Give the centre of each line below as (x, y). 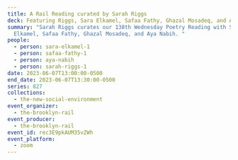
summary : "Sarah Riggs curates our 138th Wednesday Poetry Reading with (117, 27)
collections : (27, 93)
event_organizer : (33, 106)
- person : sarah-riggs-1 (50, 67)
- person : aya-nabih (44, 60)
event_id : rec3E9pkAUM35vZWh (50, 132)
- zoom (23, 146)
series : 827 (25, 86)
